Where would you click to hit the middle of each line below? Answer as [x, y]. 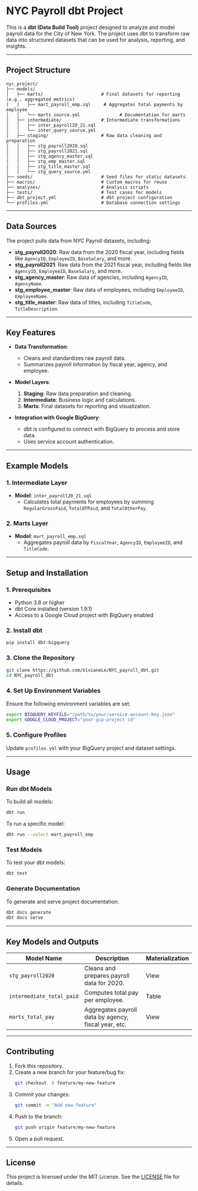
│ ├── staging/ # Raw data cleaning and [84, 135]
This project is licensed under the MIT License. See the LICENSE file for [93, 1177]
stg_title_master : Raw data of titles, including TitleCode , [83, 302]
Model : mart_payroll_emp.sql [50, 536]
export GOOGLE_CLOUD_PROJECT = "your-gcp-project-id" [71, 720]
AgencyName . [29, 283]
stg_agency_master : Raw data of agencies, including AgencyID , [92, 277]
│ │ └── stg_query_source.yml [49, 172]
